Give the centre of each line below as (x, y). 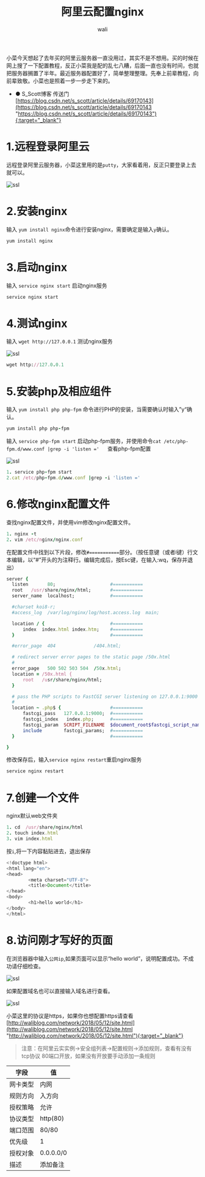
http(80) (52, 1118)
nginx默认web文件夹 (32, 816)
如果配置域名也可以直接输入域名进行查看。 (60, 991)
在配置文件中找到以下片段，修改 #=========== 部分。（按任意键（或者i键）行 (100, 552)
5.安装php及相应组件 (59, 391)
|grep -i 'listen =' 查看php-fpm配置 (99, 449)
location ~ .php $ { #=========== (77, 708)
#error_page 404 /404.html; (67, 646)
